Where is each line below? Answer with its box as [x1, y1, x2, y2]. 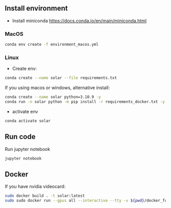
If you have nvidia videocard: [5, 184, 66, 190]
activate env [12, 108, 38, 114]
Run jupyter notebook [5, 146, 51, 152]
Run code [5, 133, 36, 141]
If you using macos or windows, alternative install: [5, 85, 110, 91]
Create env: [12, 66, 37, 72]
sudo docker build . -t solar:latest [5, 193, 85, 198]
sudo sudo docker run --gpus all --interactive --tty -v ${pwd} [5, 198, 144, 203]
